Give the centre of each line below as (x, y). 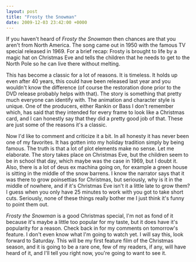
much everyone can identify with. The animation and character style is (91, 100)
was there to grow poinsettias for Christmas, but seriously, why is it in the (94, 180)
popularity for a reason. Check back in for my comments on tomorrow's (92, 228)
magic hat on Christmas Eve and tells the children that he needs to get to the (98, 58)
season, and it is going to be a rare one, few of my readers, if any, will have (96, 247)
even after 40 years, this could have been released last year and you (88, 81)
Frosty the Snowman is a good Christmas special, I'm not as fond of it (90, 216)
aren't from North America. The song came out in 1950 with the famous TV (96, 45)
